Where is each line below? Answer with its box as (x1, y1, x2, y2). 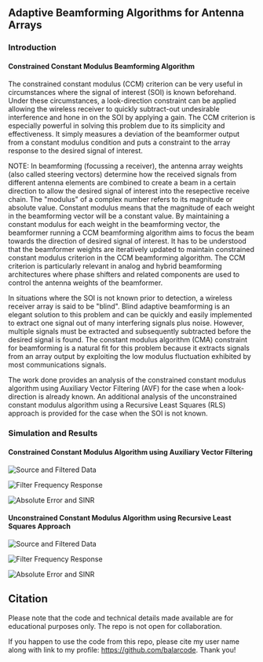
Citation (8, 592, 49, 605)
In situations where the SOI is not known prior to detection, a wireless (8, 293, 233, 302)
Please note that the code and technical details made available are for (8, 613, 234, 623)
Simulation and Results (8, 428, 98, 439)
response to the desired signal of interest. (8, 145, 144, 155)
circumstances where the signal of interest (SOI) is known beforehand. (8, 87, 237, 97)
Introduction (8, 42, 57, 53)
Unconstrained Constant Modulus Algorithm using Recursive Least (8, 514, 232, 523)
